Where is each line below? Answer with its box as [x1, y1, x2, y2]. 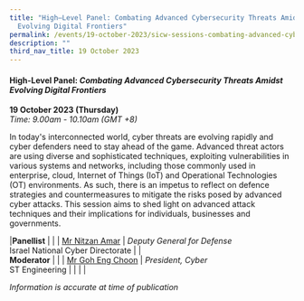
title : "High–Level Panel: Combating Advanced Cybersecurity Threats [9, 13, 278, 23]
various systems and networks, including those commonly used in [9, 160, 256, 172]
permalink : [9, 30, 51, 39]
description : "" [9, 38, 71, 48]
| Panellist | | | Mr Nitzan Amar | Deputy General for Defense [9, 236, 233, 247]
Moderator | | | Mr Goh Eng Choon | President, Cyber [9, 255, 208, 266]
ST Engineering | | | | [9, 264, 87, 276]
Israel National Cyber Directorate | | [9, 245, 142, 256]
